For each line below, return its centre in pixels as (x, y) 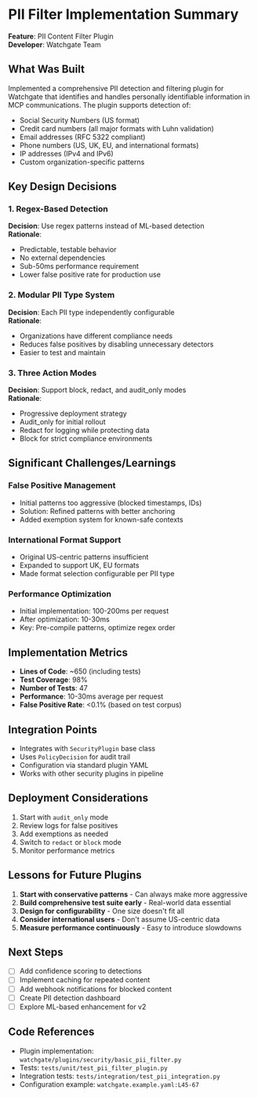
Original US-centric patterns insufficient (84, 557)
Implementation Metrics (68, 653)
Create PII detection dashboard (70, 998)
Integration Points (53, 730)
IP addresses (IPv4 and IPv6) (66, 153)
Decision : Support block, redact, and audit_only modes (97, 390)
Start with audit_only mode (64, 817)
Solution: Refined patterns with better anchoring (97, 511)
